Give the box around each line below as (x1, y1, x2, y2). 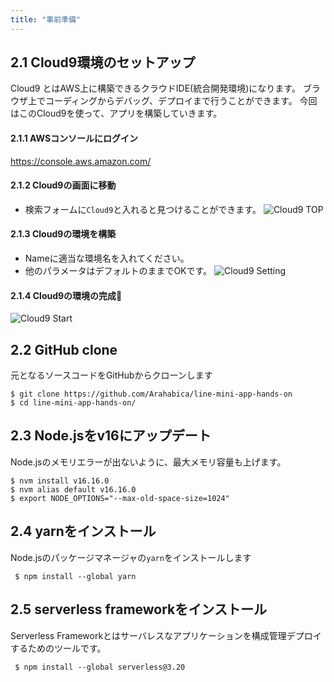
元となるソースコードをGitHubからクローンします (10, 369, 213, 381)
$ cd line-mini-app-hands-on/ (10, 398, 137, 408)
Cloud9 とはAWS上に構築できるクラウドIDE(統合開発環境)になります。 (10, 82, 301, 95)
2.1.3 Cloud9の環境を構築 (10, 228, 117, 240)
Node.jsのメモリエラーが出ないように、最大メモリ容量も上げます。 (10, 456, 287, 468)
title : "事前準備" (10, 14, 82, 25)
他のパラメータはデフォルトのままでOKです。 (24, 265, 213, 277)
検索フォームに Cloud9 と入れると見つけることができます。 (24, 203, 262, 215)
